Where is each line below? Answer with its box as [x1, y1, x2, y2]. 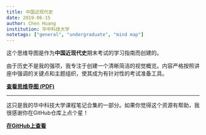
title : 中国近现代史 [6, 9, 53, 15]
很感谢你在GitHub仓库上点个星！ [6, 109, 89, 117]
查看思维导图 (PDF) [6, 83, 55, 90]
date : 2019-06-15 [6, 15, 51, 21]
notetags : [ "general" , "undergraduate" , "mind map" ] [6, 32, 144, 38]
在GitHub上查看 [6, 122, 47, 130]
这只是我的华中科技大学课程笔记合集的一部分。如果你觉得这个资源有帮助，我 [6, 101, 200, 109]
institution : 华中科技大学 [6, 26, 70, 32]
